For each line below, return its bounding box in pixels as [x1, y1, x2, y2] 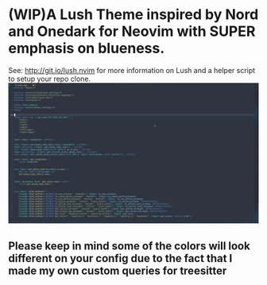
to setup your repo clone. [8, 74, 91, 83]
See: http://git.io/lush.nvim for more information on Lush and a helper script [8, 65, 256, 75]
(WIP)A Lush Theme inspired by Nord [8, 6, 259, 24]
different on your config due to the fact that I [8, 252, 233, 265]
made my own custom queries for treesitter [8, 264, 227, 277]
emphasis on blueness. [8, 40, 165, 57]
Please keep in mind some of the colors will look [8, 239, 250, 252]
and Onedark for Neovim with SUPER [8, 22, 256, 40]
